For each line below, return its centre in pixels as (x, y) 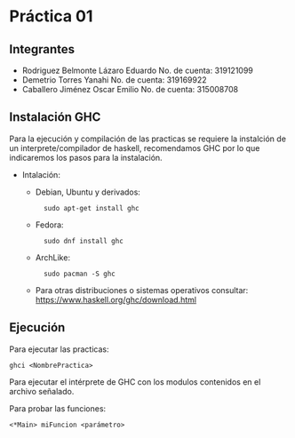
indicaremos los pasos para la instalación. (86, 157)
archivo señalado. (42, 391)
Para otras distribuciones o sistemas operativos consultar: (142, 290)
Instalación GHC (55, 117)
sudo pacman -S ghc (79, 274)
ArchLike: (53, 257)
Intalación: (41, 174)
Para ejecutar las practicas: (59, 349)
